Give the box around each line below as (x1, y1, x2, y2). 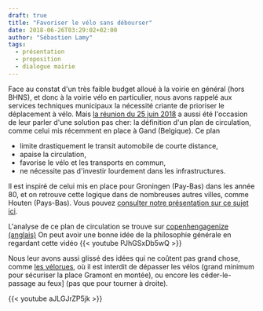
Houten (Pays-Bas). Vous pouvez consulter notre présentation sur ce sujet (8, 198, 249, 207)
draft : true (8, 11, 47, 20)
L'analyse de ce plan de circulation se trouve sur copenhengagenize (8, 221, 229, 231)
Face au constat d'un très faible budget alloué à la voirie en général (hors (8, 84, 245, 93)
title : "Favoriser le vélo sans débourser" (8, 19, 153, 27)
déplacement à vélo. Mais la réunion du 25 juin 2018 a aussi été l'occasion (8, 109, 248, 119)
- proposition (15, 56, 61, 64)
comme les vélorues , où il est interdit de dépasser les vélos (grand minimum (8, 262, 255, 271)
